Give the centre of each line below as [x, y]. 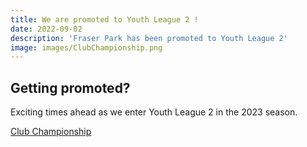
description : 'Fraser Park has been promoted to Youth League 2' [149, 38]
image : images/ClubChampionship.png [86, 47]
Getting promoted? [70, 87]
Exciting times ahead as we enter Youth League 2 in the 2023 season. [154, 112]
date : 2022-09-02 [46, 29]
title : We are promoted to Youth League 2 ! [104, 19]
